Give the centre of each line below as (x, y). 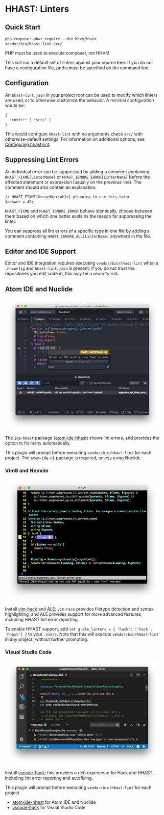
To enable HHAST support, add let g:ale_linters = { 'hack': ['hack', (79, 629)
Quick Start (23, 27)
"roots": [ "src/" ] (30, 120)
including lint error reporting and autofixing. (49, 778)
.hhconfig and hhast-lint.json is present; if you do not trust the (70, 268)
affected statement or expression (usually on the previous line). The (73, 182)
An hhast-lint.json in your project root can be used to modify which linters (81, 95)
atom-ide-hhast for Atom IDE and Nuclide (54, 802)
